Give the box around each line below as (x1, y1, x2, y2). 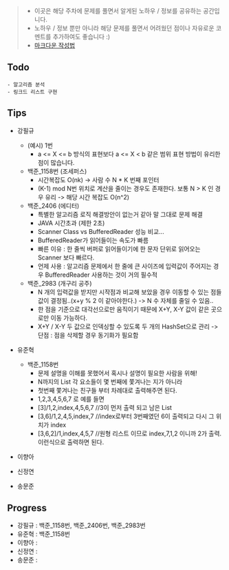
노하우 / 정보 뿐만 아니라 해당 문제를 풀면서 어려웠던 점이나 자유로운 (34, 24, 215, 32)
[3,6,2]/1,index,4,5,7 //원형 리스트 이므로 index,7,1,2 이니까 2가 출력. (37, 429, 222, 438)
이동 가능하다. (50, 313, 88, 322)
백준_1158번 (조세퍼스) (27, 167, 87, 175)
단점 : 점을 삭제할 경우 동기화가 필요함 (37, 331, 139, 339)
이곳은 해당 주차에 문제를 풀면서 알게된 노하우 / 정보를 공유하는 (34, 7, 201, 14)
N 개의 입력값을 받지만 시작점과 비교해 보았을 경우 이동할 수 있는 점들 (37, 288, 222, 296)
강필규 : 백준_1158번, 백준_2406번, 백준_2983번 (17, 521, 146, 530)
